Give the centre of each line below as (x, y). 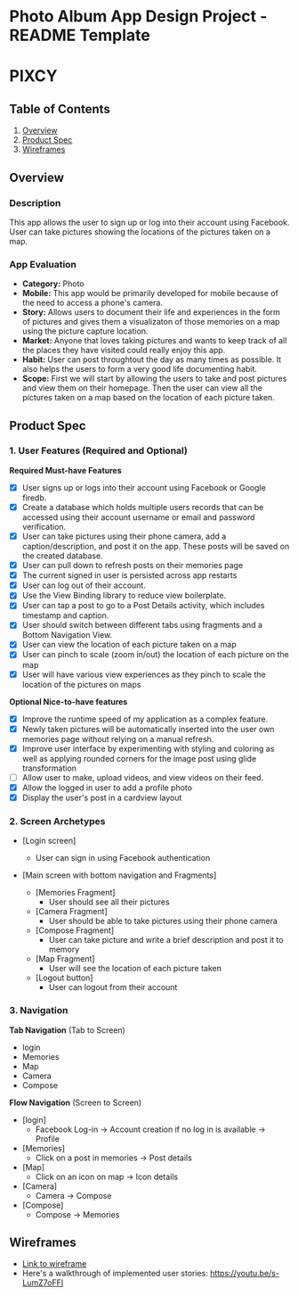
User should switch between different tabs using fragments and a (142, 625)
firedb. (34, 498)
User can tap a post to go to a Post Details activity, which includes (143, 606)
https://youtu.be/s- (245, 1274)
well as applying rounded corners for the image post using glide (139, 758)
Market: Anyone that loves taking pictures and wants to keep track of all (154, 341)
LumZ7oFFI (43, 1283)
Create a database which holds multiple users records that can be (143, 507)
